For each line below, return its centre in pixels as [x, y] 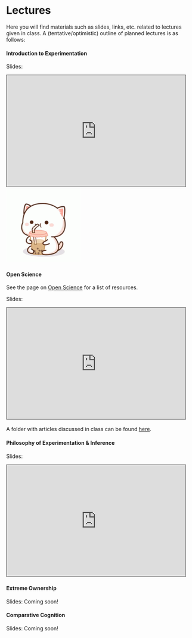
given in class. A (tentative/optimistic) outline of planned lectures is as [92, 33]
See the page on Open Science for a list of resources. [72, 287]
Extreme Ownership [31, 589]
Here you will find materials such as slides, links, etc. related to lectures [94, 27]
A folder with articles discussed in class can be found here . [79, 429]
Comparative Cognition [36, 615]
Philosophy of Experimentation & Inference [61, 442]
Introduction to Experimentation [47, 53]
